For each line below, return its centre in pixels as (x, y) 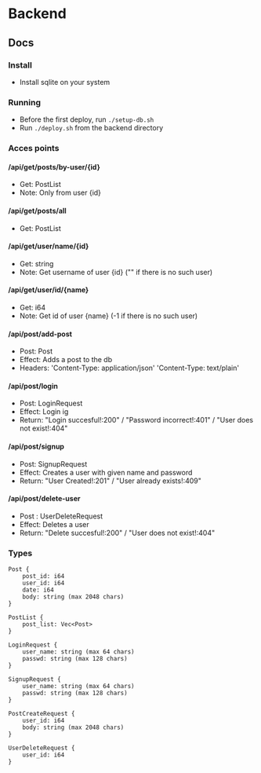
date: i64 (38, 590)
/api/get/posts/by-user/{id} (54, 167)
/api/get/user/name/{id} (49, 246)
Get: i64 (33, 307)
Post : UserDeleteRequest (61, 516)
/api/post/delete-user (44, 499)
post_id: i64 (43, 577)
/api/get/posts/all (37, 211)
